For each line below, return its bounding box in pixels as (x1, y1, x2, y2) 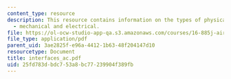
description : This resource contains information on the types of (7, 16, 201, 23)
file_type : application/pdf (7, 36, 88, 43)
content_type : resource (7, 10, 76, 17)
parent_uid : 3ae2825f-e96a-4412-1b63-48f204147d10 (7, 42, 155, 49)
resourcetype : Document (7, 49, 76, 56)
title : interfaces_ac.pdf (7, 55, 81, 62)
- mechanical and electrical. (13, 23, 100, 30)
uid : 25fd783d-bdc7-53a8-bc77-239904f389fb (7, 61, 134, 68)
